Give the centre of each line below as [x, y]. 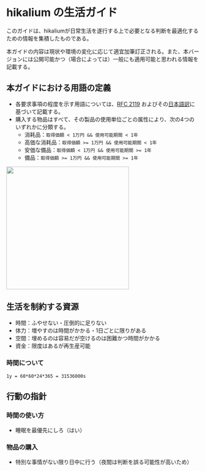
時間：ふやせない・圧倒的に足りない [61, 323]
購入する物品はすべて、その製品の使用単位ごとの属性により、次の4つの [105, 119]
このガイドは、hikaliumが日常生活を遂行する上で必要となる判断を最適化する [102, 31]
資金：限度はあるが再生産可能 [53, 346]
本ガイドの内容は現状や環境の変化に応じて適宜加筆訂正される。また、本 [97, 51]
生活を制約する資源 [43, 307]
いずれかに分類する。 [42, 127]
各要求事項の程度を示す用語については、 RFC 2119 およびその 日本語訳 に [105, 104]
